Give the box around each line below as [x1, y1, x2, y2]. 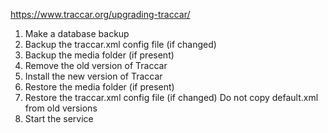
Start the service [24, 113, 94, 124]
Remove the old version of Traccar [24, 60, 168, 71]
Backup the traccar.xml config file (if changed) [24, 39, 217, 50]
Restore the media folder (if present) [24, 81, 175, 93]
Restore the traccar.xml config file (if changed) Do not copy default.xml [24, 92, 319, 103]
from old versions [24, 102, 98, 114]
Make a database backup [24, 28, 130, 39]
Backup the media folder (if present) [24, 49, 175, 61]
